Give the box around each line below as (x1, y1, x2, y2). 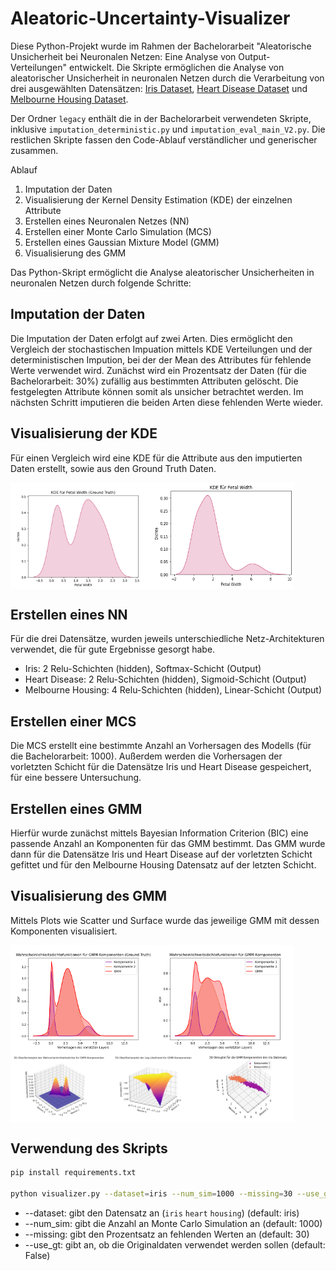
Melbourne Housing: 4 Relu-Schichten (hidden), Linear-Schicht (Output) (24, 684, 323, 696)
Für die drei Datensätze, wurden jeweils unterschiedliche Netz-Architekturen (10, 633, 325, 645)
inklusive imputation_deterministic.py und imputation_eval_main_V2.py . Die (10, 123, 326, 135)
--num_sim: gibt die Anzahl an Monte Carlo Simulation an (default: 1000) (24, 1217, 323, 1229)
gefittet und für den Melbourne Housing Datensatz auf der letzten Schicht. (10, 859, 317, 871)
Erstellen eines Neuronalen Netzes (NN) (24, 215, 190, 227)
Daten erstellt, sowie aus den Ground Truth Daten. (10, 462, 217, 474)
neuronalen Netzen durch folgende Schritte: (10, 277, 192, 289)
